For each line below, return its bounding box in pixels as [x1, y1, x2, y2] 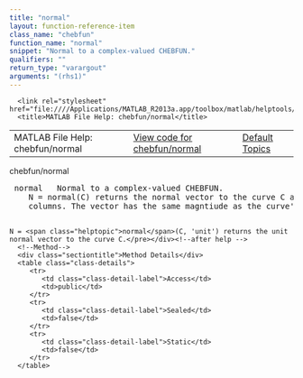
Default [242, 131, 273, 143]
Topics [242, 142, 271, 154]
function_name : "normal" [9, 38, 103, 48]
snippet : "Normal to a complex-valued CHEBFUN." [9, 47, 196, 56]
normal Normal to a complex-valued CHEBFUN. [14, 182, 224, 193]
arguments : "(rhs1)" [9, 72, 87, 81]
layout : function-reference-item [9, 22, 135, 31]
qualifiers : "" [9, 55, 67, 64]
